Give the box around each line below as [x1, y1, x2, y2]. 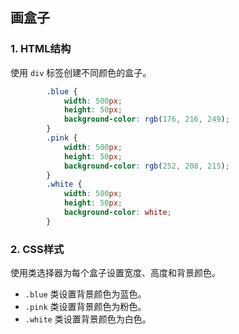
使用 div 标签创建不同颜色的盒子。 [10, 66, 152, 78]
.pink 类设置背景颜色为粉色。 [24, 301, 147, 313]
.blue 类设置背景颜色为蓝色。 [24, 288, 147, 300]
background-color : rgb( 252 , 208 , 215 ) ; [63, 161, 230, 171]
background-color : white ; [63, 208, 172, 218]
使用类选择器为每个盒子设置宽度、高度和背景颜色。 [10, 267, 221, 279]
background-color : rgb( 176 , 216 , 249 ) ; [63, 114, 230, 125]
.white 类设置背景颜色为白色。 [24, 313, 152, 325]
